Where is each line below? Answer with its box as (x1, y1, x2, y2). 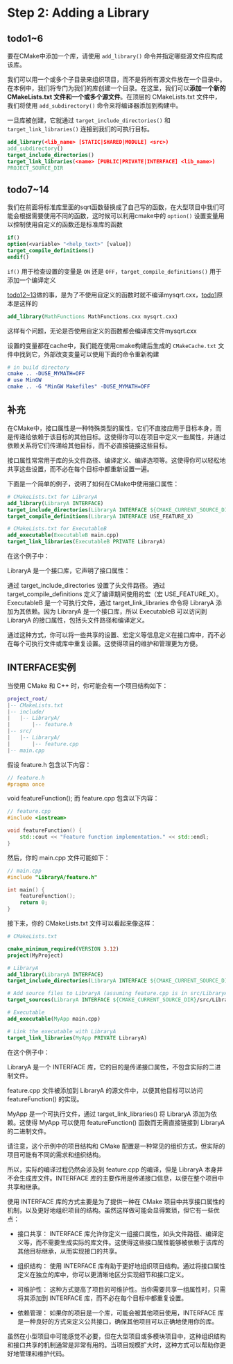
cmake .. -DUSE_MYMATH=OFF (7, 370, 85, 377)
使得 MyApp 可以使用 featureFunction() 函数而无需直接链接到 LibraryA (25, 1118, 225, 1126)
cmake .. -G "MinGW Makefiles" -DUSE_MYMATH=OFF (7, 384, 150, 391)
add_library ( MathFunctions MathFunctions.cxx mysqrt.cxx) (7, 313, 178, 320)
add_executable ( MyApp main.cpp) (7, 1015, 101, 1022)
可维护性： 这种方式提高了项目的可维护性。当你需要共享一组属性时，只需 (17, 1285, 226, 1293)
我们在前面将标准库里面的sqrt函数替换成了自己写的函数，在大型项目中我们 (7, 203, 220, 211)
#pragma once (7, 780, 45, 788)
